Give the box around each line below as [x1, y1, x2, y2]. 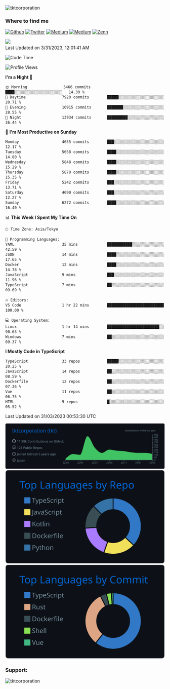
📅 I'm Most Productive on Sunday [5, 129, 77, 135]
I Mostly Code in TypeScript [5, 349, 65, 355]
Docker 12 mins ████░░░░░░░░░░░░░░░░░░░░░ [5, 262, 164, 267]
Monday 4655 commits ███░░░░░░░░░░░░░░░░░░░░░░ [5, 139, 164, 144]
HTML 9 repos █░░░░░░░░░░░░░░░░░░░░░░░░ [5, 399, 164, 405]
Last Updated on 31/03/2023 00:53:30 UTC [5, 413, 96, 419]
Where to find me [5, 17, 49, 24]
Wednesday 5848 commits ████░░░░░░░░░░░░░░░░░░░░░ [5, 160, 164, 165]
